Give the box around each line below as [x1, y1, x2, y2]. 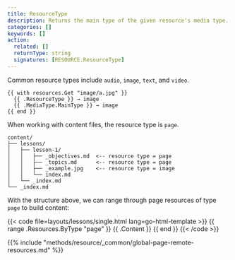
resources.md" [7, 245, 51, 254]
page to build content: [7, 203, 69, 212]
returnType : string [13, 50, 71, 57]
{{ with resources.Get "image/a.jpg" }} [7, 89, 128, 96]
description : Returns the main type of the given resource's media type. [7, 17, 229, 24]
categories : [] [7, 23, 52, 30]
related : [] [13, 43, 49, 50]
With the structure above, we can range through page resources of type [7, 196, 217, 204]
